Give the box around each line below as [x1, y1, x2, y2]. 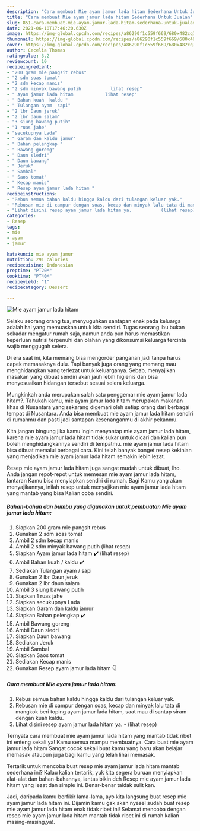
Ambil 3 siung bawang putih [15, 586, 84, 594]
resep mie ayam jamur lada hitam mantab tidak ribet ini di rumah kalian [7, 812, 180, 819]
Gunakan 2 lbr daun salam [15, 580, 80, 587]
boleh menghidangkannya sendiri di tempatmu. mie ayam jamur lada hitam [7, 440, 189, 447]
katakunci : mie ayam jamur [7, 251, 74, 257]
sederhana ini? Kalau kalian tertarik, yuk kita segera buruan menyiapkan [7, 769, 183, 776]
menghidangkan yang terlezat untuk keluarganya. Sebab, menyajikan [7, 366, 176, 374]
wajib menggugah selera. [7, 342, 69, 350]
